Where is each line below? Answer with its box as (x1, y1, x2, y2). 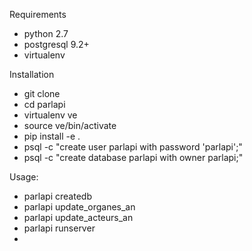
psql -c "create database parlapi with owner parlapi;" (23, 152, 244, 163)
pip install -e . (23, 130, 81, 142)
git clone (23, 88, 61, 99)
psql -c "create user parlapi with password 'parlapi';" (23, 141, 243, 153)
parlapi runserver (23, 222, 96, 234)
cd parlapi (23, 99, 66, 110)
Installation (9, 69, 55, 80)
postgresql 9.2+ (23, 39, 90, 50)
